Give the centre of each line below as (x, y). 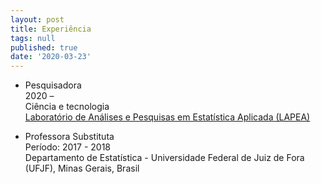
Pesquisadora (53, 85)
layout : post (37, 19)
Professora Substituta (69, 137)
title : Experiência (51, 29)
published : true (44, 47)
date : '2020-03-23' (51, 57)
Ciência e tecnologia (67, 107)
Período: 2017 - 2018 (67, 147)
